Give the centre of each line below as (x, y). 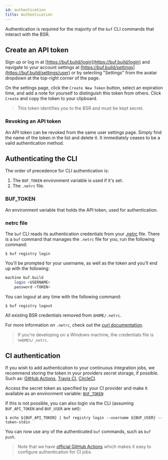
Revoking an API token (33, 121)
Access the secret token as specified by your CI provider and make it (76, 388)
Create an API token (37, 50)
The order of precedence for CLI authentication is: (57, 171)
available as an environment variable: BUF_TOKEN (54, 394)
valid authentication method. (35, 143)
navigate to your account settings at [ (44, 67)
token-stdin (18, 422)
